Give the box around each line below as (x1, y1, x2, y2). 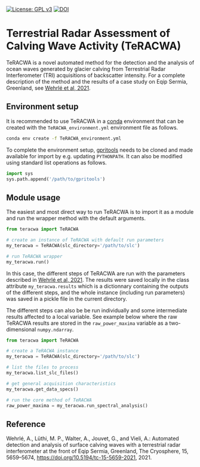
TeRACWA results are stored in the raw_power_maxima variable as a (6, 319, 168, 327)
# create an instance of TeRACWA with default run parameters (6, 237, 164, 243)
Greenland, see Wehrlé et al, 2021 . (6, 84, 91, 91)
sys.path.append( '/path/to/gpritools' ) (6, 176, 106, 182)
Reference (6, 419, 46, 429)
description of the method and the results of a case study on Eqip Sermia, (6, 78, 188, 85)
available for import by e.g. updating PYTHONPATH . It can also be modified (6, 152, 183, 159)
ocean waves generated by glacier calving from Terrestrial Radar (6, 65, 166, 72)
